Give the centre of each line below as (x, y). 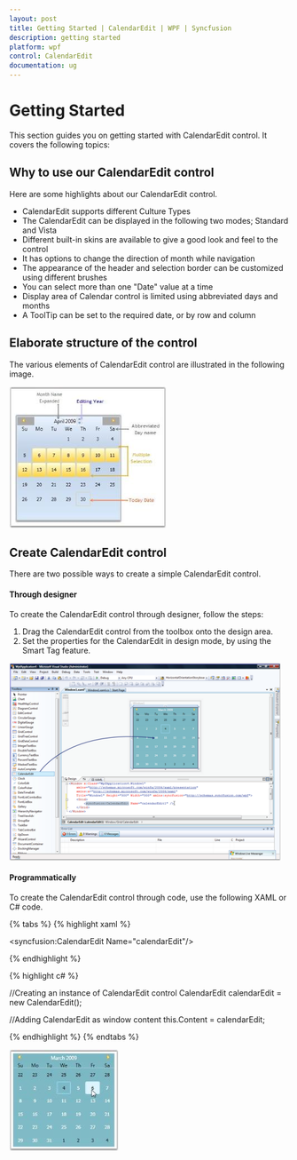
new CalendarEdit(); (46, 1002)
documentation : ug (43, 66)
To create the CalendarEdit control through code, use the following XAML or (148, 897)
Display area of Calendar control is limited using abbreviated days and (150, 296)
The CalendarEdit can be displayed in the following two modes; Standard (155, 220)
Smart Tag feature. (56, 650)
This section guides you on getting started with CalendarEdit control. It (138, 135)
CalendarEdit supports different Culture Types (106, 211)
